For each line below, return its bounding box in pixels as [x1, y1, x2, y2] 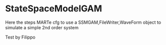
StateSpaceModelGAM [5, 3, 102, 14]
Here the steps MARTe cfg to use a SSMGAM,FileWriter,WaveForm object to [5, 19, 161, 25]
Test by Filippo [5, 34, 36, 40]
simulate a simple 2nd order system [5, 24, 79, 30]
